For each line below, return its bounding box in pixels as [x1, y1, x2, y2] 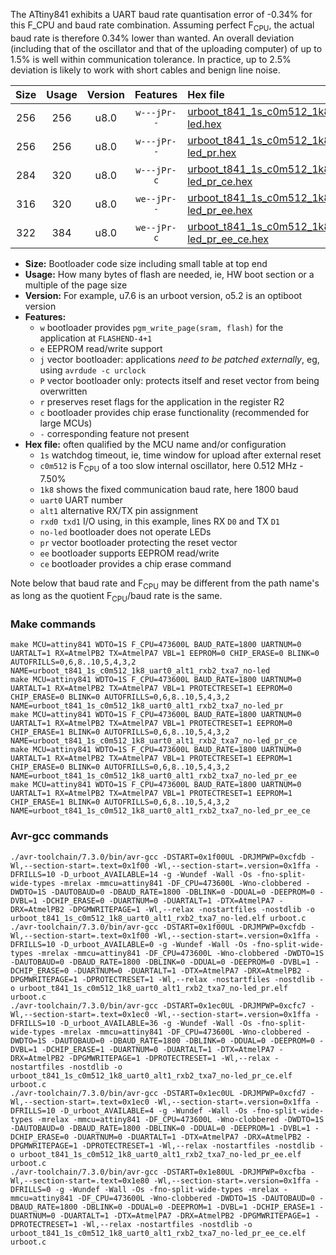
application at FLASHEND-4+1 [39, 332, 153, 344]
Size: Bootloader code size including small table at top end [24, 257, 268, 269]
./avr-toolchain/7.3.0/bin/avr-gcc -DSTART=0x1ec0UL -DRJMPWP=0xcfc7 [10, 1000, 307, 1011]
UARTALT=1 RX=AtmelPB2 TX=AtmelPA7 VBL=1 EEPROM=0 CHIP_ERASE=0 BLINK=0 [10, 649, 320, 659]
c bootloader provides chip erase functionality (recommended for [39, 406, 310, 418]
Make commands [10, 617, 97, 631]
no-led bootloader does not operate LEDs [39, 525, 212, 538]
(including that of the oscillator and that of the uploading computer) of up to [10, 42, 323, 54]
